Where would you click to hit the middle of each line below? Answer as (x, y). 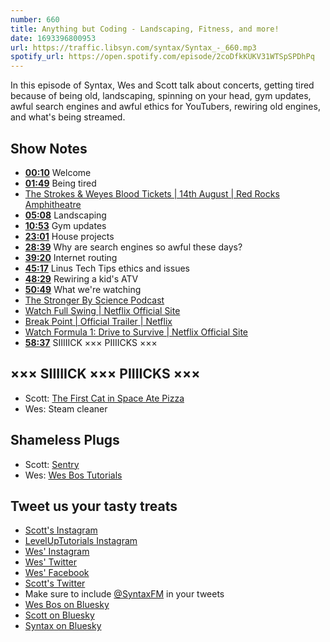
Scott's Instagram (61, 530)
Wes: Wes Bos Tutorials (73, 475)
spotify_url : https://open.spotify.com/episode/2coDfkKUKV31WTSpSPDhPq (162, 57)
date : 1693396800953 (53, 38)
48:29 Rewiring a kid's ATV (81, 278)
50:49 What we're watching (83, 289)
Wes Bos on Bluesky (67, 605)
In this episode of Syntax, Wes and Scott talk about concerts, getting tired (162, 85)
